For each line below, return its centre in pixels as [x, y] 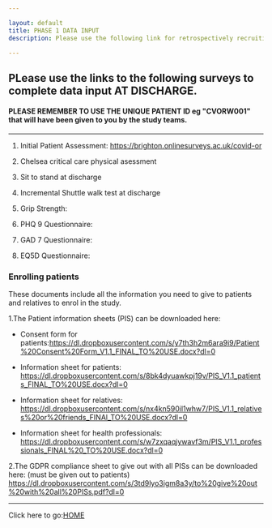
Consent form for [49, 334]
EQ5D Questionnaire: [55, 255]
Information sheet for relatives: [71, 400]
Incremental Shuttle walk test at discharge [90, 192]
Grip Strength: [44, 208]
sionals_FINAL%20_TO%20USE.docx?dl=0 [91, 450]
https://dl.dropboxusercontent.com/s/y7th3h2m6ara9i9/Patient [154, 343]
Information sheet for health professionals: [91, 433]
